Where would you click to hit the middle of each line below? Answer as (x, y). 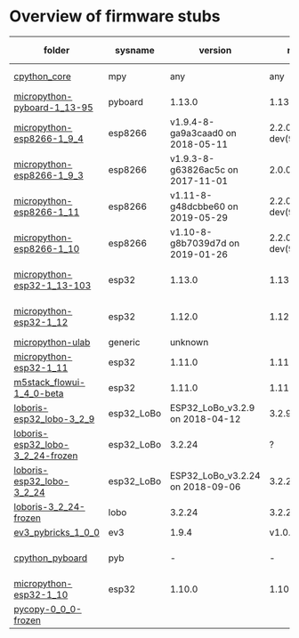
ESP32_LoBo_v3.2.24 (215, 475)
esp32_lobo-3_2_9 (54, 418)
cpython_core (42, 76)
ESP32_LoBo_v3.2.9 (212, 408)
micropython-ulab (52, 342)
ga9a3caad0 (197, 133)
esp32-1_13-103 (53, 285)
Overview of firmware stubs (115, 16)
